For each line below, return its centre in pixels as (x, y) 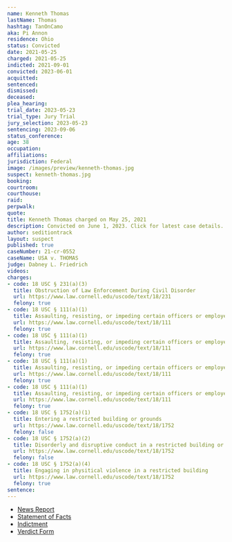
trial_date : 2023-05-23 (41, 110)
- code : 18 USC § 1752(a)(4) (49, 464)
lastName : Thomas (32, 20)
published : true (30, 245)
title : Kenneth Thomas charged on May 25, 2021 (77, 219)
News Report (36, 509)
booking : (20, 181)
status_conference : (35, 136)
